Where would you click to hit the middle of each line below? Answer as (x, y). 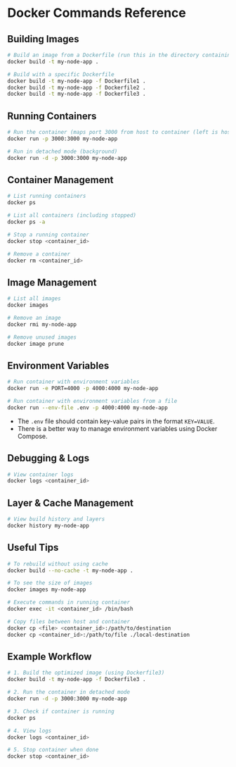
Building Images (43, 39)
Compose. (32, 436)
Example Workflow (50, 656)
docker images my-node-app (47, 590)
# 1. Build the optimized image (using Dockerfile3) (86, 673)
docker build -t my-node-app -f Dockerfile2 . (77, 87)
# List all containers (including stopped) (72, 216)
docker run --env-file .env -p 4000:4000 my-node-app (88, 407)
